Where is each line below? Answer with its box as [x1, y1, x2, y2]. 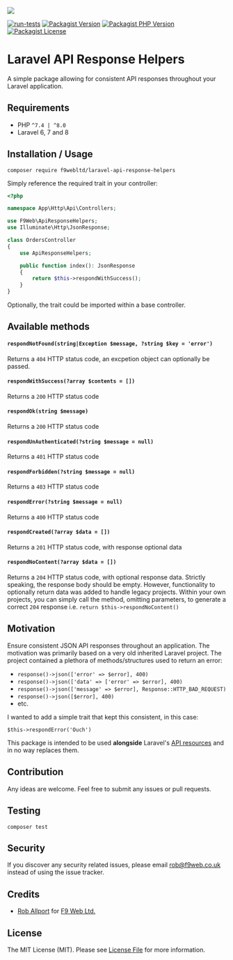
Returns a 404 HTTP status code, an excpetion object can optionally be [7, 354, 210, 363]
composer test [7, 823, 49, 830]
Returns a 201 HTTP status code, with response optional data [7, 542, 182, 551]
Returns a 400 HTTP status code [7, 512, 99, 521]
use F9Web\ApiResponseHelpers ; [7, 218, 98, 224]
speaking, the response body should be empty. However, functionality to [7, 581, 216, 589]
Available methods [7, 321, 90, 333]
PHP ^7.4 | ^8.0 [17, 121, 66, 129]
